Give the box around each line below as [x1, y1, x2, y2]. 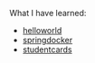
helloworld [22, 25, 62, 35]
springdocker [22, 35, 73, 45]
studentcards [22, 44, 72, 55]
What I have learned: [9, 8, 87, 18]
